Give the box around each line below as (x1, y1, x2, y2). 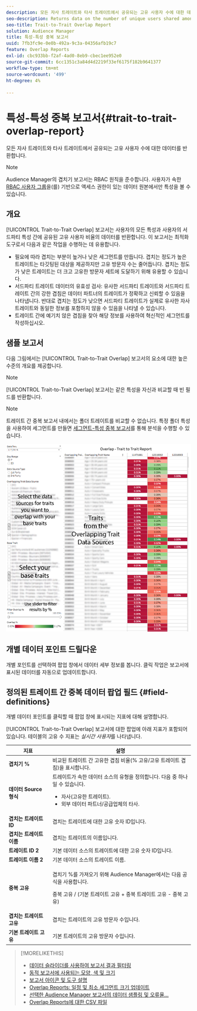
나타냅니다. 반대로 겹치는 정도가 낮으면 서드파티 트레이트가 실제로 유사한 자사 (14, 297, 191, 304)
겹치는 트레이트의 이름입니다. (52, 834, 118, 841)
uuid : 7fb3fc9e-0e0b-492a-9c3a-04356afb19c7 (6, 41, 117, 46)
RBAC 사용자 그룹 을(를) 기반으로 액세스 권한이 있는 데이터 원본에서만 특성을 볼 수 (6, 183, 191, 190)
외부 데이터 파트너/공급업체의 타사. (61, 800, 140, 807)
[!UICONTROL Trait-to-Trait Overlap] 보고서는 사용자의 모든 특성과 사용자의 (6, 226, 182, 233)
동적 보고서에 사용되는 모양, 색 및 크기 (29, 969, 116, 976)
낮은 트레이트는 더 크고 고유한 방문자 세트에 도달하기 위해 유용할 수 (21, 268, 173, 275)
